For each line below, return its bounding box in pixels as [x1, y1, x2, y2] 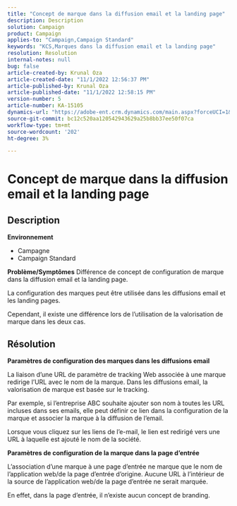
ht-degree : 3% [7, 135, 49, 142]
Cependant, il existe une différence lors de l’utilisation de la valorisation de [7, 310, 224, 319]
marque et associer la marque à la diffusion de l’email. [7, 414, 164, 423]
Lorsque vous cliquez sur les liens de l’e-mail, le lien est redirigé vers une [7, 428, 220, 436]
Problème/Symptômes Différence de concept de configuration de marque [7, 268, 224, 276]
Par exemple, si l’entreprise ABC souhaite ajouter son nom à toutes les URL [7, 399, 225, 407]
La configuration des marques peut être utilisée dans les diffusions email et [7, 289, 226, 297]
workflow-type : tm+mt [7, 121, 71, 129]
